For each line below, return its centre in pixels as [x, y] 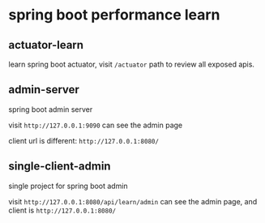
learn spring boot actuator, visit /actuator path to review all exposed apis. [132, 64]
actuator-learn [46, 45]
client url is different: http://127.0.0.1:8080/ [84, 140]
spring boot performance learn [114, 15]
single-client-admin [60, 167]
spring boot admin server [51, 109]
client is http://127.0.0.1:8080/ [62, 210]
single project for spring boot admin [68, 186]
